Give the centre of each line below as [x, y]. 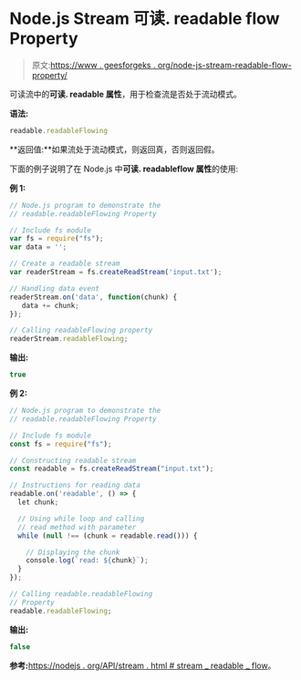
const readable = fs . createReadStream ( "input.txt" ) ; [112, 469]
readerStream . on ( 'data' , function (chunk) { [93, 297]
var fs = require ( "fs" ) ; [57, 239]
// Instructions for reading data [75, 485]
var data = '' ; [38, 247]
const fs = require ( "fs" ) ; [61, 444]
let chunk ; [38, 502]
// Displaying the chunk [73, 552]
